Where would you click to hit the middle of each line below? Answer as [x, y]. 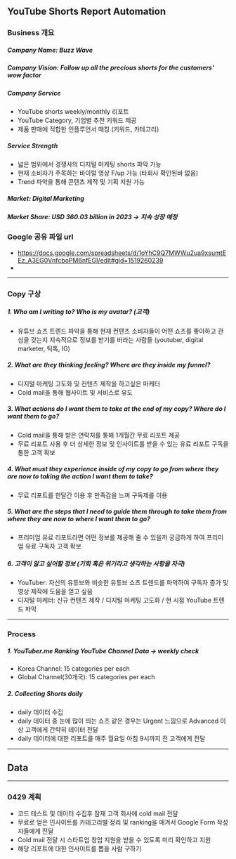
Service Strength [33, 145]
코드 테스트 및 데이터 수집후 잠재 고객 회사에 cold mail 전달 [98, 813]
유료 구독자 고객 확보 [53, 546]
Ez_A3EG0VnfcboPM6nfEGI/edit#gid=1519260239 [90, 260]
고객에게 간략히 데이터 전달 [61, 730]
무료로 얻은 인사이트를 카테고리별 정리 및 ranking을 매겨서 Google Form [116, 822]
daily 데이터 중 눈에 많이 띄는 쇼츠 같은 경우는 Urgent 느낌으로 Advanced [118, 721]
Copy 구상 [24, 294]
